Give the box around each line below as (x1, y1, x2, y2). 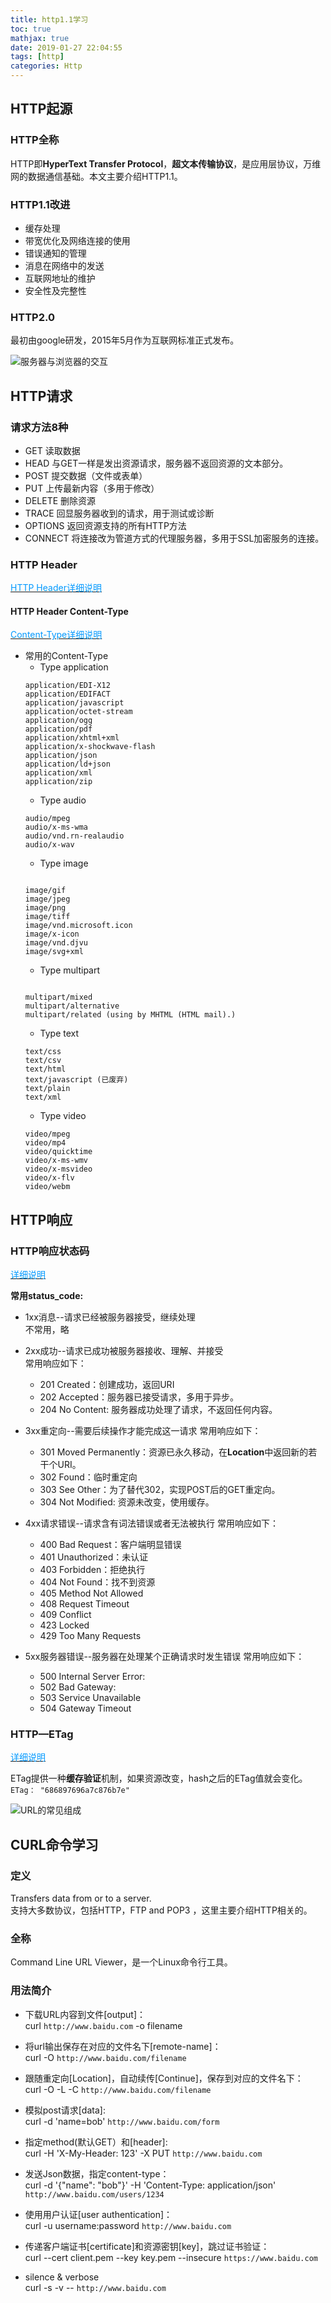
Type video (39, 1110, 87, 1122)
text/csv (24, 1056, 62, 1066)
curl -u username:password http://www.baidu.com (24, 2219, 232, 2231)
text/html (24, 1064, 67, 1075)
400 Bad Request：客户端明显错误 (39, 1539, 182, 1551)
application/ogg (24, 716, 93, 726)
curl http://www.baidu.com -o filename (24, 2019, 183, 2031)
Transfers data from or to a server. (10, 1892, 152, 1905)
